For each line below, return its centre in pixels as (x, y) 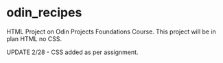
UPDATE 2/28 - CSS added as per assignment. (72, 52)
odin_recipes (44, 13)
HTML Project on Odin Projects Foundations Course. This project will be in (111, 32)
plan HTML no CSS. (34, 38)
